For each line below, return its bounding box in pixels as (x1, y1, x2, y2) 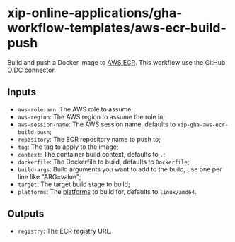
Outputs (7, 208, 45, 220)
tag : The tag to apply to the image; (17, 143, 119, 151)
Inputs (7, 86, 37, 98)
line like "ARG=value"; (17, 172, 81, 181)
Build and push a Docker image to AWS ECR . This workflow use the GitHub (7, 58, 226, 66)
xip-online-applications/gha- (7, 5, 183, 21)
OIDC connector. (7, 66, 57, 74)
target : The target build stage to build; (17, 180, 130, 188)
